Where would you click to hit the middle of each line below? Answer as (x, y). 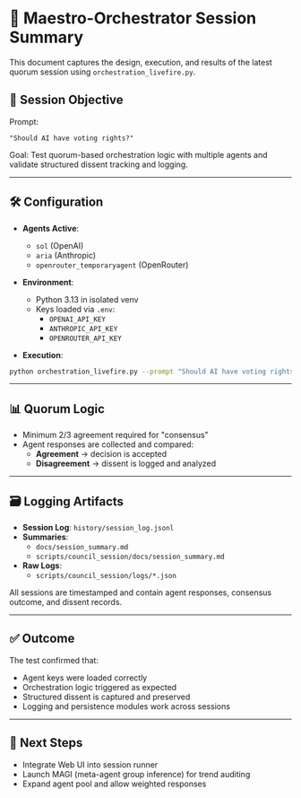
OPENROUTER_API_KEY (86, 338)
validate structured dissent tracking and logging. (99, 164)
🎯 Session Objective (66, 100)
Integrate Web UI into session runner (90, 764)
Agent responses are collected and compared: (108, 444)
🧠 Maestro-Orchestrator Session (133, 18)
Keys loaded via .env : (75, 309)
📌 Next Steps (46, 743)
